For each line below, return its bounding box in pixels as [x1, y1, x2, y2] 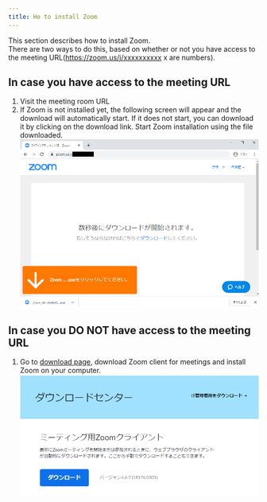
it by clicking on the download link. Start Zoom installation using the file [19, 122, 253, 131]
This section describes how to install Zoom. [8, 36, 151, 45]
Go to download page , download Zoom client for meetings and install [19, 357, 246, 367]
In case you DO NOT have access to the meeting [8, 323, 252, 337]
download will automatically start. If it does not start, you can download [19, 114, 254, 123]
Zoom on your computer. [19, 366, 102, 376]
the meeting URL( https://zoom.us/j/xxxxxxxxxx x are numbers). [8, 53, 216, 62]
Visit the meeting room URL [19, 96, 110, 107]
